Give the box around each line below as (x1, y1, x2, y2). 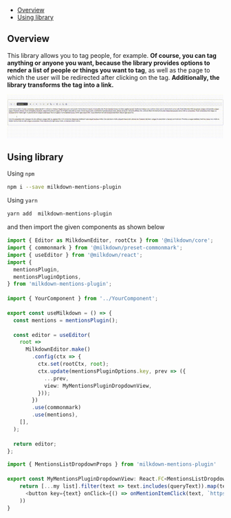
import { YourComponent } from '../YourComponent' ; (7, 296, 158, 302)
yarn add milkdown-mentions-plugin (7, 210, 112, 218)
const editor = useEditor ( (13, 331, 91, 338)
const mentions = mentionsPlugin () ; (13, 317, 118, 324)
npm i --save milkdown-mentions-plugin (7, 184, 122, 191)
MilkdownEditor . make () (25, 346, 91, 353)
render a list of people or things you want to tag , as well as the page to (7, 65, 210, 74)
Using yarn (7, 196, 38, 205)
